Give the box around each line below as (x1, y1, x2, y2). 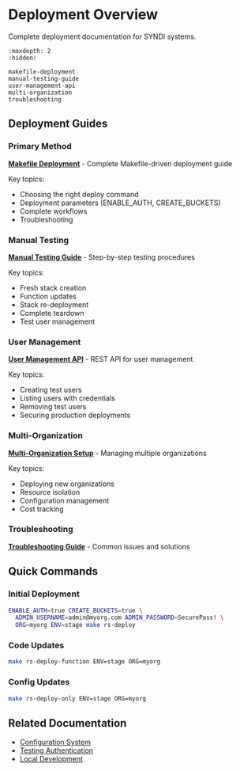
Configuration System (19, 738, 91, 747)
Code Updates (8, 640, 65, 651)
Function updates (19, 291, 77, 301)
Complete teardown (19, 308, 84, 317)
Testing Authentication (19, 746, 93, 755)
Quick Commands (8, 564, 99, 579)
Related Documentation (8, 716, 127, 730)
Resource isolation (19, 487, 81, 496)
